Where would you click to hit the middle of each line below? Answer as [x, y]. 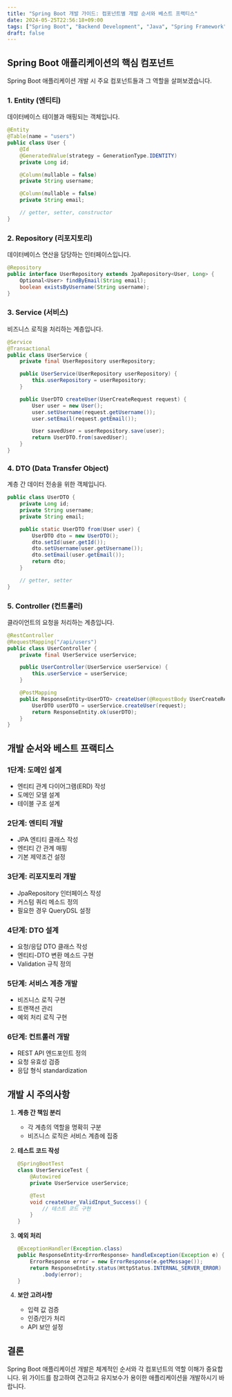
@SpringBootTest [40, 1164]
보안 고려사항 [35, 1295]
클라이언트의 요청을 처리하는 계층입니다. [61, 622]
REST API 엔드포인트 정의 [52, 1053]
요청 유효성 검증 [38, 1062]
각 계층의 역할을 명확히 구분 [64, 1127]
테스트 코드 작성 [38, 1151]
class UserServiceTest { [53, 1170]
